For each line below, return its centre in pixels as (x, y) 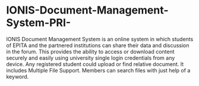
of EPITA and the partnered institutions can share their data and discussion (98, 45)
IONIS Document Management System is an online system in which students (100, 39)
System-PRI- (39, 23)
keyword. (18, 77)
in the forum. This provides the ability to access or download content (90, 51)
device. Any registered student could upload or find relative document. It (95, 64)
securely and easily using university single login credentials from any (91, 58)
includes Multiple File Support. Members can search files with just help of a (98, 70)
